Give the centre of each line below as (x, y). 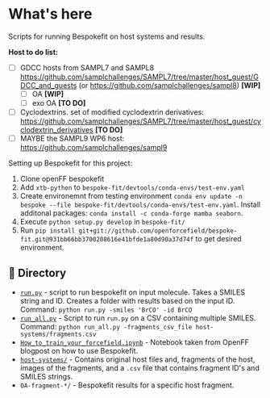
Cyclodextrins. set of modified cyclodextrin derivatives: (112, 112)
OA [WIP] (48, 94)
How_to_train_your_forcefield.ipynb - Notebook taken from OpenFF (135, 342)
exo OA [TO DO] (59, 103)
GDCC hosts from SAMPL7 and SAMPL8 (87, 67)
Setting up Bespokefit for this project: (71, 163)
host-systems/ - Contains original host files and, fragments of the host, (137, 359)
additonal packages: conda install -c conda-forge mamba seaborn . (131, 213)
